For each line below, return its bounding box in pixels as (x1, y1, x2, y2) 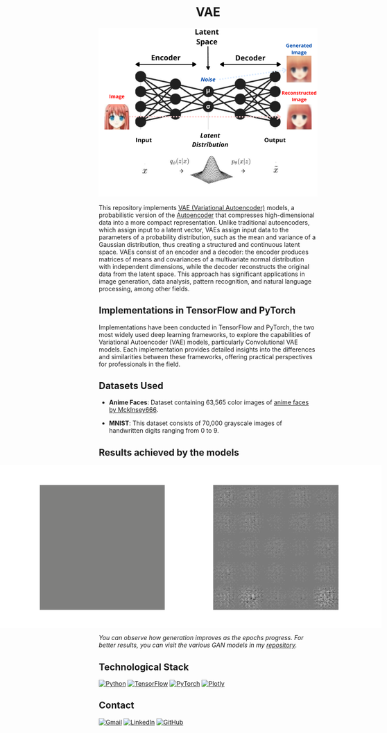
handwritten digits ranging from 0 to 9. (108, 426, 220, 435)
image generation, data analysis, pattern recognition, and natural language (98, 277, 312, 285)
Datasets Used (98, 380, 164, 392)
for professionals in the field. (98, 360, 181, 368)
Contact (98, 700, 135, 712)
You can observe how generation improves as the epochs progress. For (98, 634, 304, 642)
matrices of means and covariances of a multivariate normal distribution (98, 255, 304, 264)
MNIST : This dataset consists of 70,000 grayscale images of (108, 419, 282, 427)
